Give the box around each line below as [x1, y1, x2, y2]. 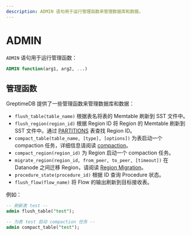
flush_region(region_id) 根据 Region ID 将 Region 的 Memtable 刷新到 [14, 120, 186, 127]
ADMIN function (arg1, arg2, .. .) [6, 66, 88, 72]
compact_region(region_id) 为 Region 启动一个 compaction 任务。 [14, 149, 174, 156]
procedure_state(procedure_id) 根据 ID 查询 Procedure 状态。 [14, 171, 165, 178]
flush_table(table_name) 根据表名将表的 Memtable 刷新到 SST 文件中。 [14, 113, 189, 120]
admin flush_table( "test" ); [6, 208, 75, 214]
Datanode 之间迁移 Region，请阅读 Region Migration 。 [14, 164, 147, 171]
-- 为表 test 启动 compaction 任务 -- [6, 219, 95, 225]
